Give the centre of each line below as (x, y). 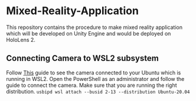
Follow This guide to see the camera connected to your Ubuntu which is (94, 73)
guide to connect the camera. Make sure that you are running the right (92, 85)
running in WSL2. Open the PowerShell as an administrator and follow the (95, 79)
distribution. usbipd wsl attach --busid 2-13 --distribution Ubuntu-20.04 (98, 91)
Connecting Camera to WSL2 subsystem (83, 58)
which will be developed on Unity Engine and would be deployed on (89, 33)
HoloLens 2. (21, 40)
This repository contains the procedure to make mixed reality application (94, 27)
